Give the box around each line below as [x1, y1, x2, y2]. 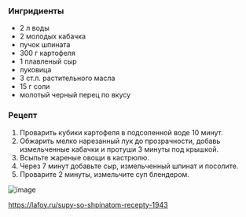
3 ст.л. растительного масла [19, 73, 116, 83]
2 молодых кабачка [19, 31, 86, 41]
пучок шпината [19, 40, 71, 50]
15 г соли [19, 82, 50, 91]
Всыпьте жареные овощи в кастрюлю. [19, 153, 149, 162]
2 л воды [19, 24, 50, 33]
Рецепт [8, 110, 38, 121]
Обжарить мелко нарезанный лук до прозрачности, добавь [19, 136, 221, 145]
